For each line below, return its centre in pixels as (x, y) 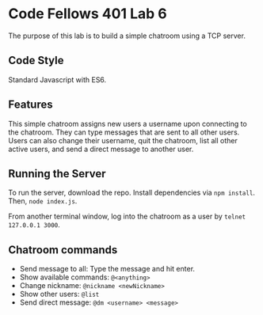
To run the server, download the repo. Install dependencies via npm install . (132, 193)
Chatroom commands (63, 250)
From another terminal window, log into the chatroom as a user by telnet (127, 216)
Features (30, 105)
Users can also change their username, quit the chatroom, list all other (123, 140)
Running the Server (57, 174)
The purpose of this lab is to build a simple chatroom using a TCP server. (127, 36)
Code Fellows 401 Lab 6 (88, 14)
